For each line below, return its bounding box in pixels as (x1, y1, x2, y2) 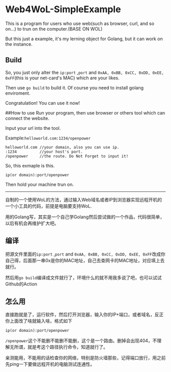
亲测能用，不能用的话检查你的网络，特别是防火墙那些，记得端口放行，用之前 (5, 355, 166, 361)
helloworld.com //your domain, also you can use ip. (5, 145, 120, 150)
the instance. (5, 41, 33, 47)
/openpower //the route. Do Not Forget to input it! (5, 154, 129, 159)
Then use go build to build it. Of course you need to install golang (5, 84, 144, 91)
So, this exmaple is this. (5, 162, 55, 168)
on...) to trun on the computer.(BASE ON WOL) (5, 25, 103, 32)
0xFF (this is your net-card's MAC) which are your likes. (5, 75, 120, 81)
